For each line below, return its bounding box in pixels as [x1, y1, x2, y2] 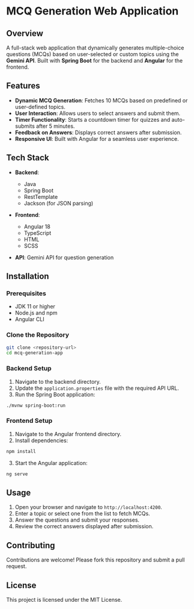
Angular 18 [23, 223, 51, 230]
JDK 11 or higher [14, 303, 56, 310]
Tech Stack [6, 152, 49, 163]
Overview [6, 28, 44, 39]
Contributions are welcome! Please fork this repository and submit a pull [6, 556, 185, 564]
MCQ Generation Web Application [6, 4, 179, 18]
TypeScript [23, 229, 52, 236]
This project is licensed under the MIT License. [6, 596, 123, 604]
